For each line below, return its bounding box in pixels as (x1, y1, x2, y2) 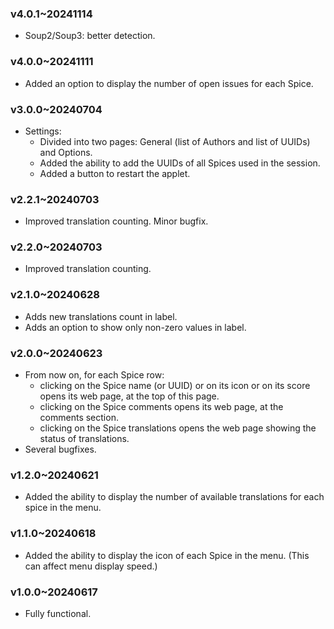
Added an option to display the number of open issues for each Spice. (24, 77, 314, 89)
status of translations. (39, 433, 130, 445)
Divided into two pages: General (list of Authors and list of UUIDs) (39, 135, 311, 147)
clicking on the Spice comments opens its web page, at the (39, 401, 284, 413)
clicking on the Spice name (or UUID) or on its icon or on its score (39, 380, 311, 392)
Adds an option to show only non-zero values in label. (24, 321, 247, 333)
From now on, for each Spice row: (24, 369, 165, 381)
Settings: (24, 125, 62, 137)
